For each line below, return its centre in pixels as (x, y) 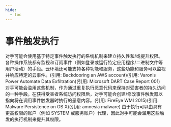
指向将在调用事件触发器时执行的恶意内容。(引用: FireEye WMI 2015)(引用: (82, 100)
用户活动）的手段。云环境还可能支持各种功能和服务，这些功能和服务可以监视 (85, 69)
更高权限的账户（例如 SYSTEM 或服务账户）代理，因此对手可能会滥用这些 (83, 113)
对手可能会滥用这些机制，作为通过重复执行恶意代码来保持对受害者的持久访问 (85, 88)
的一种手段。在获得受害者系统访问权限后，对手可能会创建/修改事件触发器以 (84, 94)
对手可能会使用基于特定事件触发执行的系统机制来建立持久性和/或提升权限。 (84, 56)
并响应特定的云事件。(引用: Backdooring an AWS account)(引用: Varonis (81, 75)
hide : (11, 10)
